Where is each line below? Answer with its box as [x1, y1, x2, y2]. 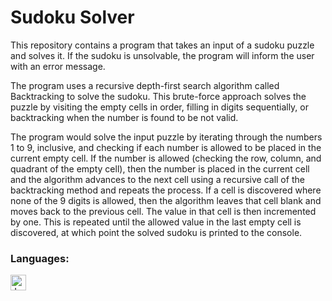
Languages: [10, 251, 70, 265]
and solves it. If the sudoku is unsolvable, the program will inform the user [10, 49, 315, 61]
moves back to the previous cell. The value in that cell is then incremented [10, 205, 317, 217]
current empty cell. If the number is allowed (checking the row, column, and [10, 152, 322, 164]
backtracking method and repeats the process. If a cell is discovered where [10, 184, 322, 196]
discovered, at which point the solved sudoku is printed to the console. [10, 226, 303, 238]
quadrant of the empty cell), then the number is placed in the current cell [10, 162, 310, 175]
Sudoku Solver [10, 6, 135, 29]
